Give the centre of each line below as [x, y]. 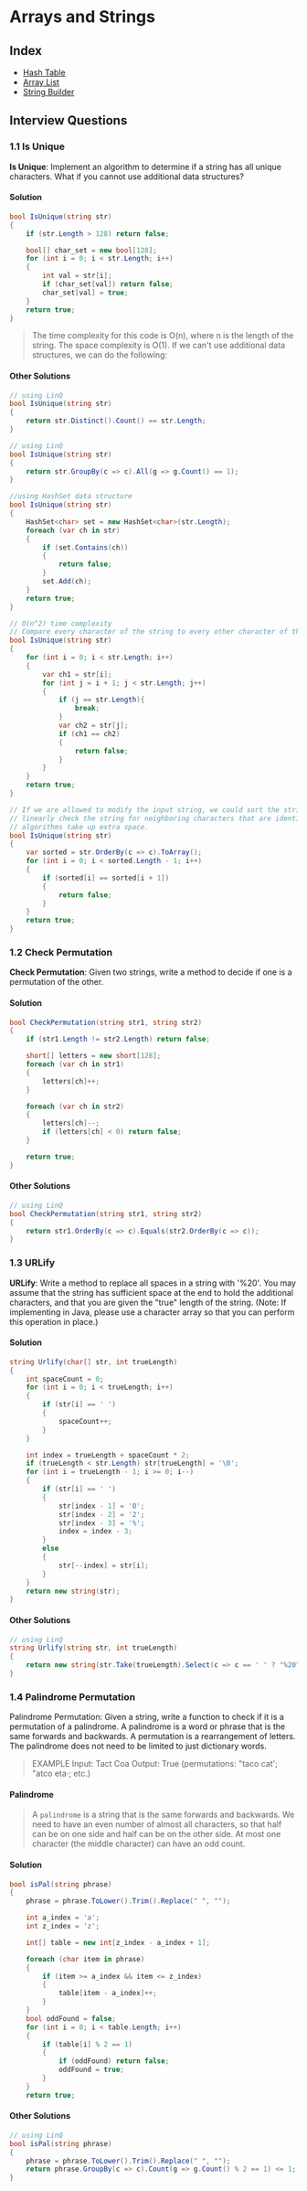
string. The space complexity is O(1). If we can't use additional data [159, 346]
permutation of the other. [57, 982]
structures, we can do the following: [99, 355]
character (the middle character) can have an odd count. [138, 1844]
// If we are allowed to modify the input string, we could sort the [145, 810]
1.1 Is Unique [37, 146]
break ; [87, 709]
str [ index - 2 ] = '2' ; [101, 1514]
